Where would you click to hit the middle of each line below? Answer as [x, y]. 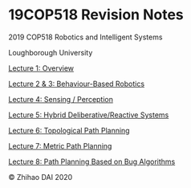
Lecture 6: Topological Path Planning [69, 130]
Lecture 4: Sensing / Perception [61, 99]
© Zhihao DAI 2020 [41, 177]
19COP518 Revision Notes [96, 15]
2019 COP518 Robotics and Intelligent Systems [85, 37]
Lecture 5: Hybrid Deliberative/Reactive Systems [89, 115]
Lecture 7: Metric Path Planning [60, 145]
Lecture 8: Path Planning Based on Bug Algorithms [92, 161]
